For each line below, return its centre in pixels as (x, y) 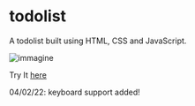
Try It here (28, 75)
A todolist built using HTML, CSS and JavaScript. (98, 41)
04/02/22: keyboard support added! (75, 92)
